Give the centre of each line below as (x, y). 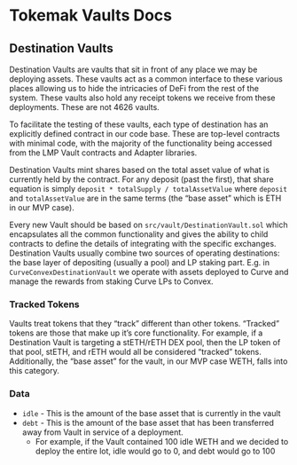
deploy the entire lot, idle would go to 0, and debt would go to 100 (155, 451)
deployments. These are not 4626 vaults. (84, 107)
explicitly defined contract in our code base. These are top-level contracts (145, 134)
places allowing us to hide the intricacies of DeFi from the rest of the (134, 88)
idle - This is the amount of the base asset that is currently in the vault (151, 413)
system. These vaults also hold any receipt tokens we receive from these (142, 98)
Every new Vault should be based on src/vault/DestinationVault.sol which (148, 225)
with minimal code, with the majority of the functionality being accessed (141, 143)
